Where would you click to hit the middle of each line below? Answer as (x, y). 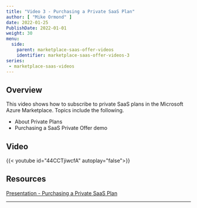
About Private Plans (38, 122)
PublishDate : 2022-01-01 (36, 28)
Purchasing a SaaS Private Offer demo (61, 128)
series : (16, 61)
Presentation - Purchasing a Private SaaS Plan (62, 193)
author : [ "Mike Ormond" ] (39, 17)
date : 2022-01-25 (27, 22)
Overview (24, 90)
